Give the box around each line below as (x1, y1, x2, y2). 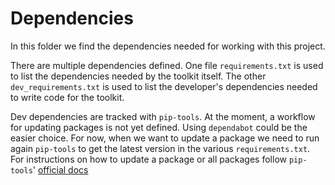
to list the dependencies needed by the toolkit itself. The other (10, 70, 267, 82)
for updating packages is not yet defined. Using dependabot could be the (10, 121, 308, 133)
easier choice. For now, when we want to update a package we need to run (10, 132, 320, 144)
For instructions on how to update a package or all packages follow (10, 153, 287, 165)
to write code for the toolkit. (10, 91, 125, 103)
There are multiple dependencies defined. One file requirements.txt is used (10, 59, 324, 71)
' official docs (32, 163, 89, 176)
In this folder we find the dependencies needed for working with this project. (10, 40, 326, 52)
